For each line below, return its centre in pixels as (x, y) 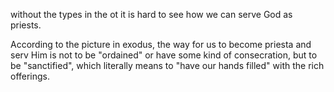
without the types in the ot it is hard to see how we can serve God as (151, 14)
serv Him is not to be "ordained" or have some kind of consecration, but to (164, 55)
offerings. (30, 76)
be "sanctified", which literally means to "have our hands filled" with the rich (167, 65)
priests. (26, 25)
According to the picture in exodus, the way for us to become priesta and (161, 44)
